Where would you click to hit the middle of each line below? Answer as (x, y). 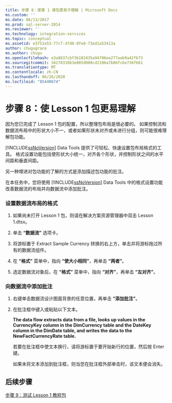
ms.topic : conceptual (28, 39)
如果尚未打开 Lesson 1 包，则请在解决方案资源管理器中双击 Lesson (83, 215)
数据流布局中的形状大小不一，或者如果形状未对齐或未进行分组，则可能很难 (84, 130)
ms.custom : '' (20, 15)
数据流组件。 (35, 250)
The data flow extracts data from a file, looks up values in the (79, 320)
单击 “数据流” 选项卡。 (37, 233)
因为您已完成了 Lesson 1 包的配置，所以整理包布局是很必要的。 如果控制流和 (86, 124)
